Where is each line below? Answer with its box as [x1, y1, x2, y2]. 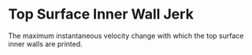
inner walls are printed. [8, 39, 83, 48]
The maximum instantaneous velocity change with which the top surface [8, 31, 244, 40]
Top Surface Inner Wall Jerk [8, 5, 195, 23]
